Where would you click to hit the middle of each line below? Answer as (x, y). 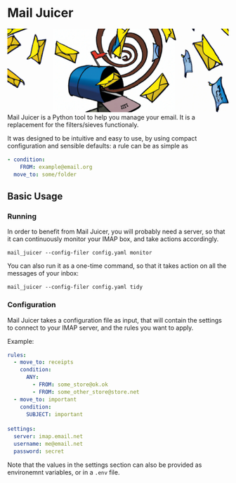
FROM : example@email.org (56, 167)
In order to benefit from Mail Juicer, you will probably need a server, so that (116, 232)
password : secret (39, 451)
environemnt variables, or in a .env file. (64, 472)
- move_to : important (45, 399)
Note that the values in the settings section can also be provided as (105, 465)
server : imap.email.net (48, 437)
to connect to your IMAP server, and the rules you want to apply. (100, 328)
